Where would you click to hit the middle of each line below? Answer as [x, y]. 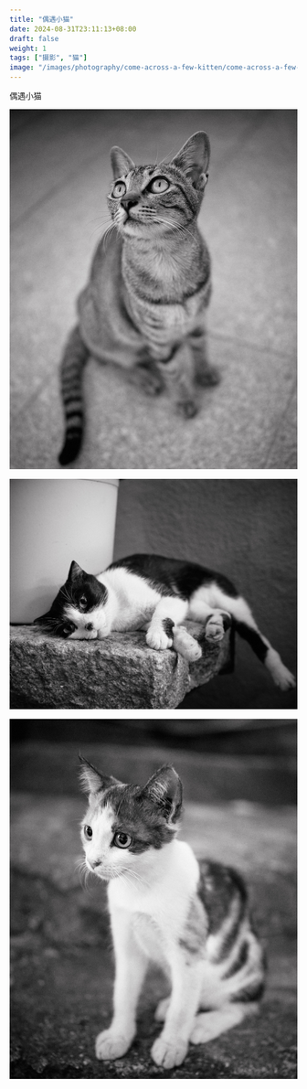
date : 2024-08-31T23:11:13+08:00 [73, 29]
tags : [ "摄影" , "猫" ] [48, 58]
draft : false [34, 38]
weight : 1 [28, 48]
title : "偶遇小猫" [42, 19]
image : [22, 68]
